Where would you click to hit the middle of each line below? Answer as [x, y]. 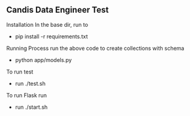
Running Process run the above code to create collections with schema [95, 48]
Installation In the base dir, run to [47, 24]
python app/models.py [43, 60]
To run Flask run [27, 95]
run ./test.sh [30, 83]
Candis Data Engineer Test [58, 10]
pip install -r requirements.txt [51, 36]
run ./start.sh [31, 107]
